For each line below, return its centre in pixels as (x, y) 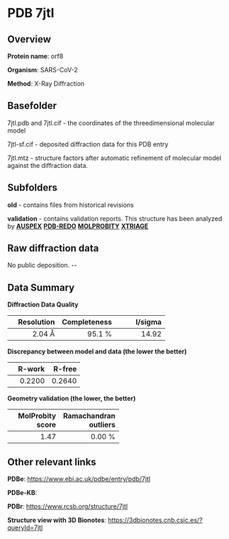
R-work (32, 369)
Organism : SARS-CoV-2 (43, 70)
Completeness (86, 322)
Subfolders (33, 188)
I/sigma (149, 322)
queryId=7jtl (25, 528)
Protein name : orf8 (35, 56)
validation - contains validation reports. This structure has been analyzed (115, 218)
